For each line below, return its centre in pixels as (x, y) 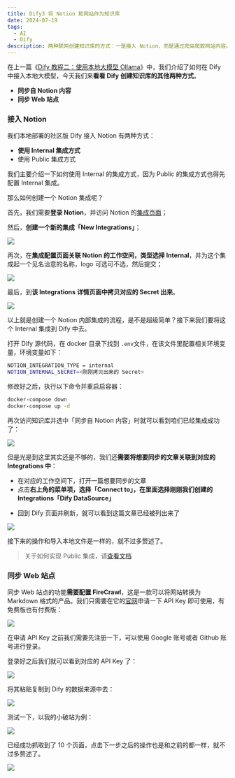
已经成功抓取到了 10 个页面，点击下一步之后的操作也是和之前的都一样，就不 (116, 745)
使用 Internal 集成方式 (49, 150)
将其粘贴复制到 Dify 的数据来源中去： (61, 689)
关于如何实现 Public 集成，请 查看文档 (78, 556)
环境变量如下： (41, 352)
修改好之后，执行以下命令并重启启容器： (65, 387)
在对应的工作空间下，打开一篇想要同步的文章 (82, 480)
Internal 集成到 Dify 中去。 (53, 329)
